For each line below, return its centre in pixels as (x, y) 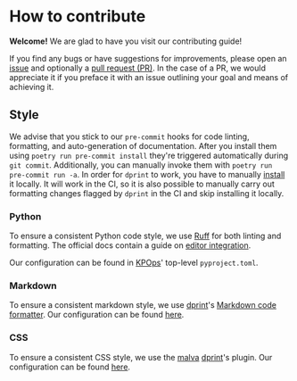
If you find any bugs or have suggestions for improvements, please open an (148, 58)
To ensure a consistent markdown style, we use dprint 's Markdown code (143, 305)
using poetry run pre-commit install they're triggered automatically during (149, 155)
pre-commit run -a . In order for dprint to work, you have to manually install (147, 174)
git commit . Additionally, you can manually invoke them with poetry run (141, 165)
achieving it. (32, 87)
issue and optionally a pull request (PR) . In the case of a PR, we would (137, 68)
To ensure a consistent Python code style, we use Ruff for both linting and (145, 236)
